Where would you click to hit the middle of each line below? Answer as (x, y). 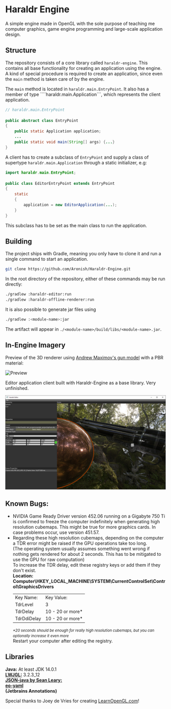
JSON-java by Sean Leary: (34, 680)
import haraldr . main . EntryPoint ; (41, 173)
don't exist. (24, 570)
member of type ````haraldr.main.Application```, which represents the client (83, 94)
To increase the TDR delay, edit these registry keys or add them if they (87, 565)
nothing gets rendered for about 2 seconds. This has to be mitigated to (87, 554)
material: (15, 363)
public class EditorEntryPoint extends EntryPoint (60, 183)
